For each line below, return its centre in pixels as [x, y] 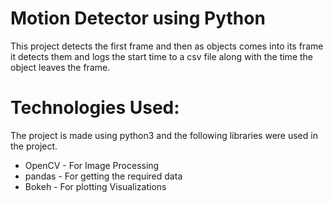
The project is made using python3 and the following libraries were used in [164, 135]
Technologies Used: [95, 108]
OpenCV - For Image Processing [92, 165]
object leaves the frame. [60, 67]
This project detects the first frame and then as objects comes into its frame [167, 46]
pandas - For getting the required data [103, 176]
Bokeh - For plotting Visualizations [95, 186]
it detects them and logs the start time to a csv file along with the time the [162, 56]
